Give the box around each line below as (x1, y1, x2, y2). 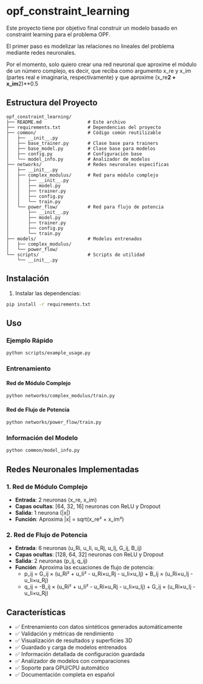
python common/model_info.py (6, 448, 80, 454)
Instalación (6, 273, 50, 284)
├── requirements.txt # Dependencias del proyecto (6, 124, 162, 130)
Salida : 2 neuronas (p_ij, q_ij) (15, 557, 88, 565)
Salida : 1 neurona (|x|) (15, 509, 71, 516)
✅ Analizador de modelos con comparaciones (15, 657, 130, 665)
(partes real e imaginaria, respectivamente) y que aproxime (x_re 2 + (6, 73, 176, 81)
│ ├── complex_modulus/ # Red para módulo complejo (6, 172, 159, 178)
